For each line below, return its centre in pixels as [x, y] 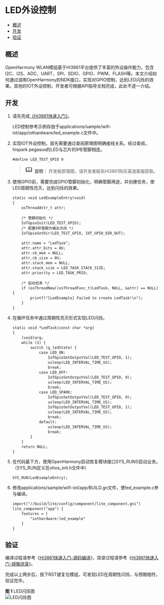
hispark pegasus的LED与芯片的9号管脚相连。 [58, 149]
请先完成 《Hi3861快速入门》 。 [42, 116]
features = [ [35, 514]
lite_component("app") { [38, 509]
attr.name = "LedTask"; [46, 243]
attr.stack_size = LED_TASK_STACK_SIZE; [63, 268]
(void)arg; [33, 338]
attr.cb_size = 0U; [41, 258]
